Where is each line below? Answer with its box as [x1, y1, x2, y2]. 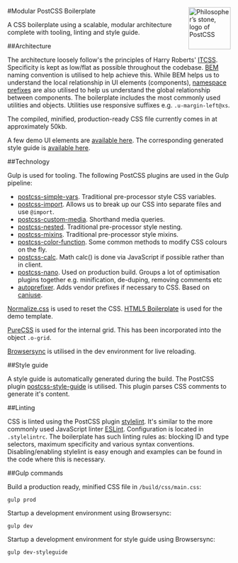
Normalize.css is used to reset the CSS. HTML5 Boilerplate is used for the [7, 304, 223, 313]
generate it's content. [7, 390, 70, 398]
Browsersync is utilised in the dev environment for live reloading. [7, 347, 196, 355]
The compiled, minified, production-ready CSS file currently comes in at [7, 114, 217, 123]
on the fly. [17, 245, 47, 254]
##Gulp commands [7, 469, 64, 477]
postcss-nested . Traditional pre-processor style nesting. [17, 222, 183, 231]
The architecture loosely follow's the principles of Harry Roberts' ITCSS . [7, 55, 218, 64]
